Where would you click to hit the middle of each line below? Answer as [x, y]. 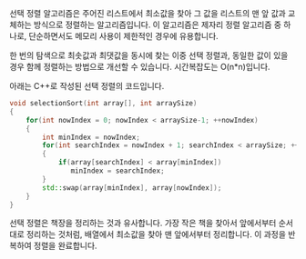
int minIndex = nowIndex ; [92, 137]
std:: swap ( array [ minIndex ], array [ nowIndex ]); [132, 188]
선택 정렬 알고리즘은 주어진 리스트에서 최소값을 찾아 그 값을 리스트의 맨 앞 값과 [148, 13]
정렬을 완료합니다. [65, 246]
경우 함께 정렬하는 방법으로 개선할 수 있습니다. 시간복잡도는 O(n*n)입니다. [140, 67]
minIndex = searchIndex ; [118, 171]
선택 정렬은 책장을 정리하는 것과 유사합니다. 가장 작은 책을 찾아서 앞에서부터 [143, 223]
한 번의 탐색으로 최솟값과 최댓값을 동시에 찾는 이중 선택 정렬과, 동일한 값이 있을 [149, 55]
